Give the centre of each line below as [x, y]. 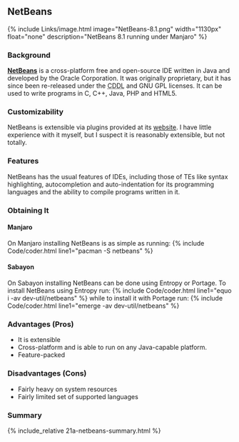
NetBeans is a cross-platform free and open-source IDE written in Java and [119, 71]
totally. [17, 143]
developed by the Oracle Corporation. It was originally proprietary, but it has [119, 79]
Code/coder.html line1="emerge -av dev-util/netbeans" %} [93, 306]
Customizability [36, 112]
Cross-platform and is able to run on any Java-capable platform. [112, 347]
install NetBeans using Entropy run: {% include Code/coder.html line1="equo [119, 291]
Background [29, 55]
